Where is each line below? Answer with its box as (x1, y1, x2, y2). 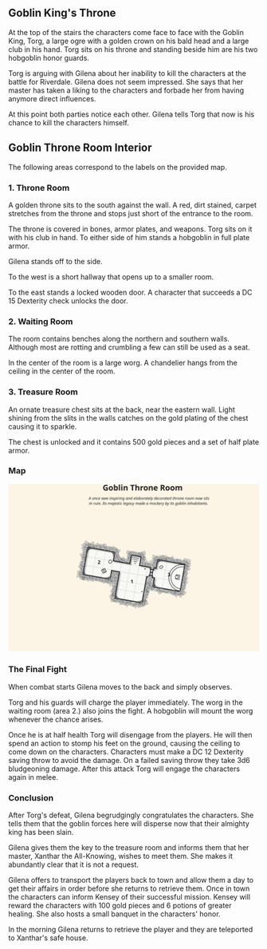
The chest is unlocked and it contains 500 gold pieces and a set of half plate (8, 437, 260, 446)
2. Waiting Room (8, 315, 73, 326)
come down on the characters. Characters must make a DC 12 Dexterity (8, 746, 245, 757)
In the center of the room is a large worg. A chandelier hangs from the (8, 358, 238, 368)
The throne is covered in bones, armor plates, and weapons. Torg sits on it (8, 223, 253, 234)
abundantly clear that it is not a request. (8, 860, 139, 869)
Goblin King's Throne (8, 6, 116, 20)
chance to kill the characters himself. (8, 117, 129, 127)
